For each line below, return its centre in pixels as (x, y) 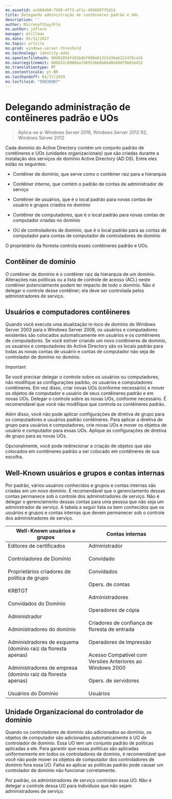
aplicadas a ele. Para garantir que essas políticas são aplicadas (72, 748)
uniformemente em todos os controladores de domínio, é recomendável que (85, 754)
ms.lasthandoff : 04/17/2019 (35, 77)
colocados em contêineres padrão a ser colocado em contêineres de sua (82, 451)
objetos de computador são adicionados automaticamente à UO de (76, 737)
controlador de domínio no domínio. (43, 357)
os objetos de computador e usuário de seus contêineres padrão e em (79, 393)
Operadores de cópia (114, 610)
